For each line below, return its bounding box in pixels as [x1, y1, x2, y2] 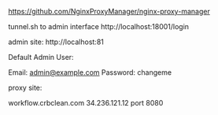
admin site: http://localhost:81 [8, 37, 104, 46]
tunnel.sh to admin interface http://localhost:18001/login [8, 22, 190, 31]
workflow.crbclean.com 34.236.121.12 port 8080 [8, 98, 164, 107]
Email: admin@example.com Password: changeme [8, 68, 172, 77]
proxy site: [8, 83, 42, 92]
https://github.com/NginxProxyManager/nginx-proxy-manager [8, 7, 210, 16]
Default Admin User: [8, 53, 74, 61]
